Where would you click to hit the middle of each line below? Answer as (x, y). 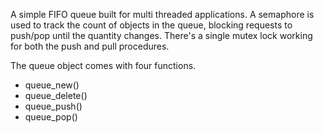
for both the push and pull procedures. (90, 46)
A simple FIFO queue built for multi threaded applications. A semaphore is (162, 14)
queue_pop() (51, 117)
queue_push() (53, 106)
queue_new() (52, 85)
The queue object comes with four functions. (103, 65)
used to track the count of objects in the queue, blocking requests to (151, 25)
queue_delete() (56, 95)
